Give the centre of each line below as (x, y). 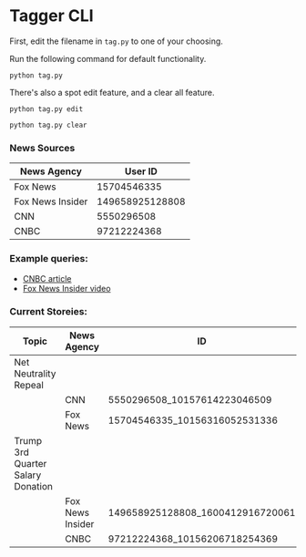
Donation (33, 486)
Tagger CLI (51, 16)
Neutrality (35, 373)
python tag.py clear (49, 125)
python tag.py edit (46, 109)
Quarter (31, 463)
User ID (141, 171)
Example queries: (49, 259)
